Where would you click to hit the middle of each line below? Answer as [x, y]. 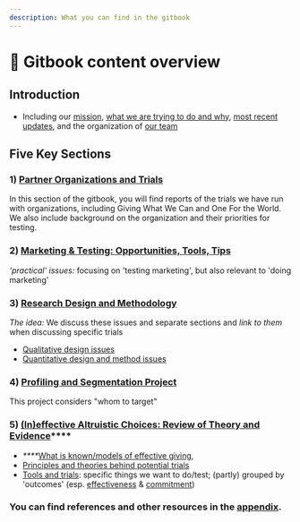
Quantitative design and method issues [94, 358]
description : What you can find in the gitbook [100, 17]
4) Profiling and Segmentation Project [93, 381]
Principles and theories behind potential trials [106, 465]
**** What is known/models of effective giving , [108, 455]
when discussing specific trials [66, 331]
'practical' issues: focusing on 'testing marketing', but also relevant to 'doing [150, 270]
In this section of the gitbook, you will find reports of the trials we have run [146, 199]
